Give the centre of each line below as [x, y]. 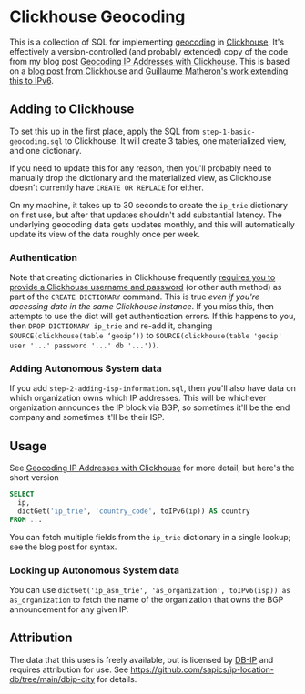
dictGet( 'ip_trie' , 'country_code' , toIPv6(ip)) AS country [134, 511]
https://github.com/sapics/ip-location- [203, 669]
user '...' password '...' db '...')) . [84, 345]
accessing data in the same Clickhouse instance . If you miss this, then [142, 307]
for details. [117, 679]
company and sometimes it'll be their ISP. [87, 417]
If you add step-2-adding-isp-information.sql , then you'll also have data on [152, 388]
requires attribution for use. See [69, 669]
